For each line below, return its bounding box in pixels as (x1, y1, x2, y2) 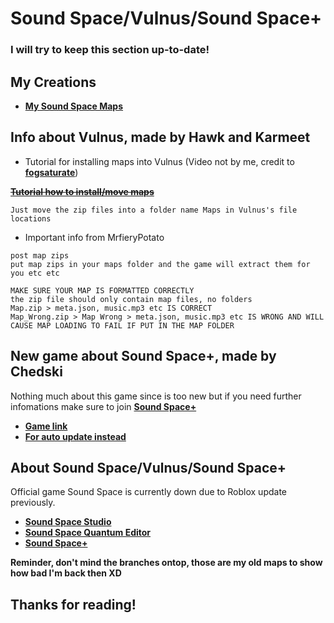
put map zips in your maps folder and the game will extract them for (10, 259, 311, 269)
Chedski (10, 363, 63, 381)
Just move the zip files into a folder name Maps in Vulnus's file (10, 205, 298, 215)
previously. (10, 497, 56, 509)
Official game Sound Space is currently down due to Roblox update (10, 486, 288, 498)
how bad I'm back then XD (10, 567, 122, 579)
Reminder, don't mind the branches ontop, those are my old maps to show (10, 557, 323, 569)
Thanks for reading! (10, 596, 137, 613)
